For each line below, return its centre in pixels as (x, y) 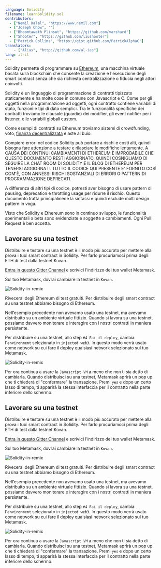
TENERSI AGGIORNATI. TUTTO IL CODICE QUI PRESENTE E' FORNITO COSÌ (81, 169)
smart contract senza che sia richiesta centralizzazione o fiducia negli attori (80, 79)
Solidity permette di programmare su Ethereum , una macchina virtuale (75, 68)
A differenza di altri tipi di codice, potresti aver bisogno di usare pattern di (78, 188)
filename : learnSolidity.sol (34, 14)
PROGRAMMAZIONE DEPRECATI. (38, 179)
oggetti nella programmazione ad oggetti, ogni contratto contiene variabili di (81, 103)
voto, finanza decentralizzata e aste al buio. (48, 133)
